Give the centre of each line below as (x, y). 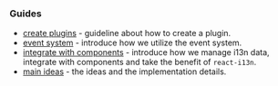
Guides (26, 14)
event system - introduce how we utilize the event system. (132, 43)
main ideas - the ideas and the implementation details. (124, 72)
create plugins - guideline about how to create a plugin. (127, 33)
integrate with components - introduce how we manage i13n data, (146, 53)
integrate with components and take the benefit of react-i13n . (139, 62)
